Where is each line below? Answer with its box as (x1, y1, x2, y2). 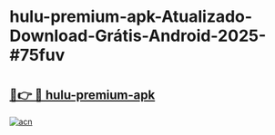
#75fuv (9, 45, 66, 65)
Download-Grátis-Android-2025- (9, 25, 267, 46)
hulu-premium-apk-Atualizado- (9, 6, 253, 27)
